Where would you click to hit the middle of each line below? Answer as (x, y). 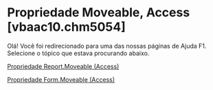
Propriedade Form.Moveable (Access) (61, 79)
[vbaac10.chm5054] (66, 27)
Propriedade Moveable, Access (99, 13)
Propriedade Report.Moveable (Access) (63, 66)
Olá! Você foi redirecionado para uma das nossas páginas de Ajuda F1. (107, 46)
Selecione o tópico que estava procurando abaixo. (78, 53)
